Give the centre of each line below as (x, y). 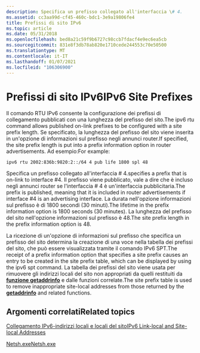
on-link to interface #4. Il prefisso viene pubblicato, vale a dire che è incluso (100, 180)
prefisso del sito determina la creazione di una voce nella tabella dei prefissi (99, 242)
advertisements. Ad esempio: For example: (58, 151)
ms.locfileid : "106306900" (40, 67)
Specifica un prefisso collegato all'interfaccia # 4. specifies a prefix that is (96, 173)
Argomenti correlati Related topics (71, 311)
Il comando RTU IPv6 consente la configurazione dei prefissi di (84, 113)
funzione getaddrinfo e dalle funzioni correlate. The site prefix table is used (99, 280)
